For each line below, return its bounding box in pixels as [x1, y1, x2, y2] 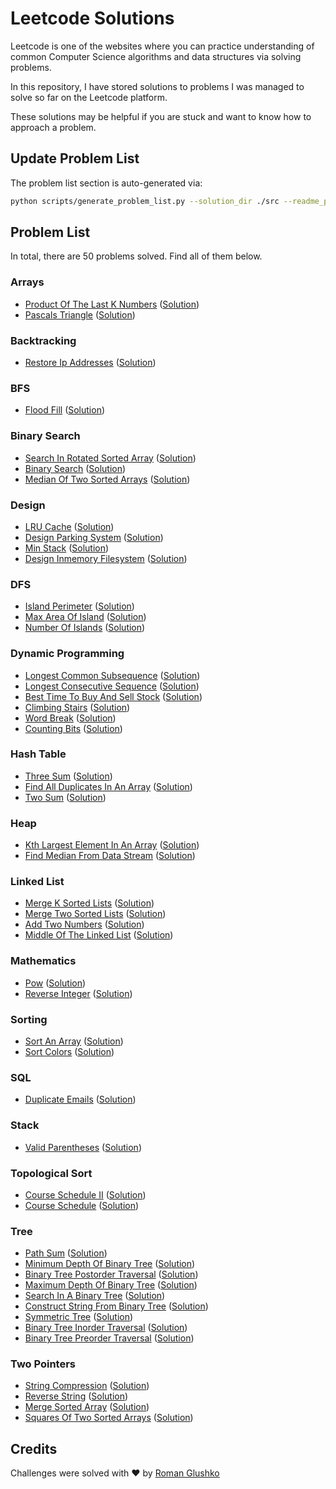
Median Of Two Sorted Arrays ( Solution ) [24, 473, 191, 485]
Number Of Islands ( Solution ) [24, 622, 146, 634]
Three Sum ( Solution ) [24, 770, 113, 782]
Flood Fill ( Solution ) [24, 404, 106, 416]
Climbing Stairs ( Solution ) [24, 701, 131, 713]
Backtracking [10, 333, 77, 347]
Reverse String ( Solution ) [24, 1390, 129, 1402]
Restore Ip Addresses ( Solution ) [24, 357, 157, 369]
